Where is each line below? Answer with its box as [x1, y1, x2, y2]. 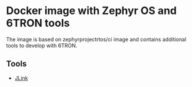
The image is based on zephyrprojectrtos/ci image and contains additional [6, 36, 187, 43]
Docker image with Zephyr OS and [6, 4, 177, 18]
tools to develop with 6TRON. [6, 42, 78, 49]
